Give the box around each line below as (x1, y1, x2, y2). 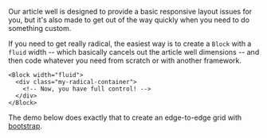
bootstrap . (8, 121, 42, 130)
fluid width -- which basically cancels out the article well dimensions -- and (8, 48, 260, 56)
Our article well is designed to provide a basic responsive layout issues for (8, 7, 253, 16)
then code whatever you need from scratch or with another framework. (8, 56, 241, 65)
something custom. (8, 24, 72, 33)
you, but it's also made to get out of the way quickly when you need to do (8, 15, 249, 25)
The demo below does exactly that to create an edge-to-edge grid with (8, 113, 242, 122)
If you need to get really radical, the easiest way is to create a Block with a (8, 39, 252, 48)
